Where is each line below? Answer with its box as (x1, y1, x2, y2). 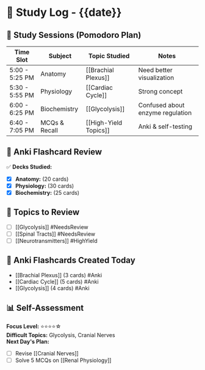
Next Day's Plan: (6, 338, 50, 345)
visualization (138, 73, 174, 82)
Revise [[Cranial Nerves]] (15, 349, 79, 357)
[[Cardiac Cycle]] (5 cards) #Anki (15, 278, 99, 285)
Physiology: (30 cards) (15, 182, 74, 189)
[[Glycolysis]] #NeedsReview (15, 223, 88, 231)
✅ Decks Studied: (6, 163, 52, 170)
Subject (48, 52, 72, 60)
